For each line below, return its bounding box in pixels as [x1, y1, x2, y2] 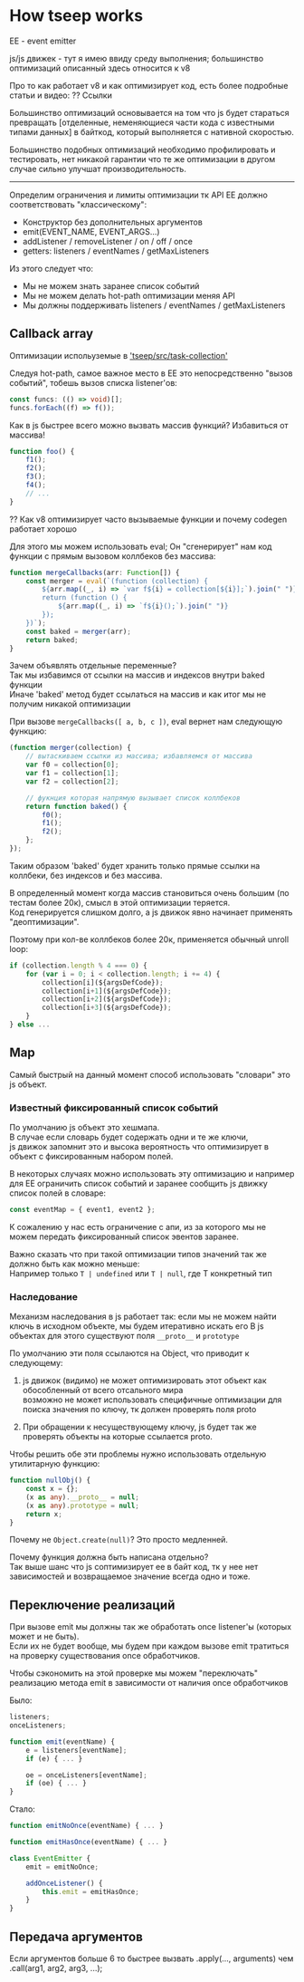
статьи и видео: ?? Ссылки [9, 90, 113, 101]
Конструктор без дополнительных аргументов [22, 216, 204, 227]
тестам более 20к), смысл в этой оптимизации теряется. [9, 897, 231, 908]
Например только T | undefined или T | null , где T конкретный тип [9, 1267, 273, 1278]
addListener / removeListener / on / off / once [22, 236, 193, 246]
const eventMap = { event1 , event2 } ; [9, 1205, 156, 1214]
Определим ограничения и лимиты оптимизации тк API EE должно [9, 189, 269, 200]
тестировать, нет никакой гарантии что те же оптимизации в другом [9, 153, 276, 164]
